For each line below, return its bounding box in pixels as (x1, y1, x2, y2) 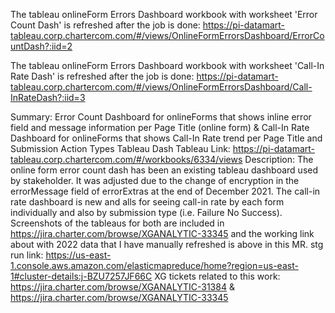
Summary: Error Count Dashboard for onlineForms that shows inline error (10, 111, 312, 123)
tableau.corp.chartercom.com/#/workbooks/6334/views (10, 154, 243, 165)
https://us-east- (45, 249, 112, 261)
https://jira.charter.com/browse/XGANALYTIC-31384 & (10, 281, 235, 293)
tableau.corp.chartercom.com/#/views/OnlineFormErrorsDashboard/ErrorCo (10, 30, 325, 41)
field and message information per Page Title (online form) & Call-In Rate (10, 122, 310, 133)
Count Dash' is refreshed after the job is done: (10, 19, 201, 31)
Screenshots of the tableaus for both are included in (10, 217, 225, 229)
